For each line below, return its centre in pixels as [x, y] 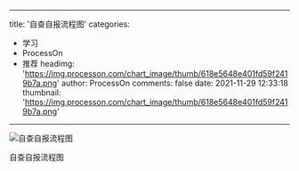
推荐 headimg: [48, 64]
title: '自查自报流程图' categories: [70, 24]
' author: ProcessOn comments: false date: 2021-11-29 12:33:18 [173, 83]
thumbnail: [41, 93]
